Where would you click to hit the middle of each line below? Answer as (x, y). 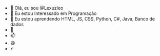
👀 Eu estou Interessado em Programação (53, 13)
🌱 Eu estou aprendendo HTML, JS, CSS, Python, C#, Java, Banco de (83, 19)
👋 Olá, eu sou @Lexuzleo (37, 8)
